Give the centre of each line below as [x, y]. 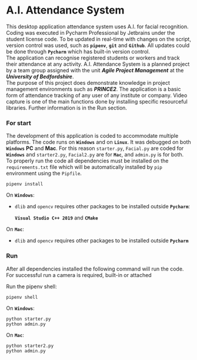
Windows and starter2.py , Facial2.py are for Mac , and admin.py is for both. [95, 155]
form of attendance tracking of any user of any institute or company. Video [97, 95]
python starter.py [29, 319]
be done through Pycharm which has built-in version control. [78, 51]
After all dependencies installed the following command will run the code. [95, 269]
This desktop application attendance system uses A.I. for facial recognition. [97, 26]
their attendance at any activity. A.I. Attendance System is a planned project [98, 64]
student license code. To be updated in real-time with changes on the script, [98, 39]
